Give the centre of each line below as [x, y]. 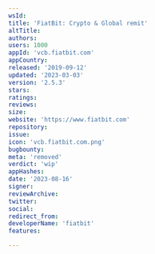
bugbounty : [26, 149]
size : [17, 113]
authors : [23, 38]
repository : [28, 127]
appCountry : [28, 61]
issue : [19, 134]
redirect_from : [34, 216]
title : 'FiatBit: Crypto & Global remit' [78, 23]
